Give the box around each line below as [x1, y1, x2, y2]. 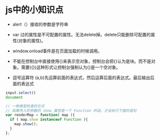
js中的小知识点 [5, 4, 64, 16]
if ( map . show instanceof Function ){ [10, 117, 88, 122]
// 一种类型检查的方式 [5, 104, 45, 109]
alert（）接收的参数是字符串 [12, 21, 69, 27]
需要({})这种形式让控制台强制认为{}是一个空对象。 [21, 64, 120, 70]
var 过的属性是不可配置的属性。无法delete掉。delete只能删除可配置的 [12, 31, 151, 37]
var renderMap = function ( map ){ [5, 112, 75, 118]
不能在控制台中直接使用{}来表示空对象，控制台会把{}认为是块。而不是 [12, 58, 151, 64]
